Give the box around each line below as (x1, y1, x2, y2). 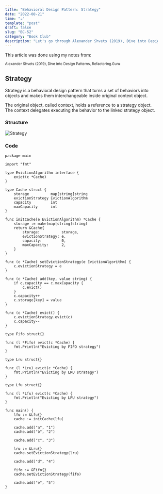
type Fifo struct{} (5, 332, 45, 337)
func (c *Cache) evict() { (5, 311, 60, 315)
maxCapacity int (14, 204, 57, 209)
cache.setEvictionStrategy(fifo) (14, 472, 81, 477)
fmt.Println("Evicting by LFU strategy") (14, 395, 98, 400)
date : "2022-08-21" (5, 12, 45, 16)
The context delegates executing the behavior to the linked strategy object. (5, 107, 155, 113)
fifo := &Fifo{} (14, 468, 47, 473)
